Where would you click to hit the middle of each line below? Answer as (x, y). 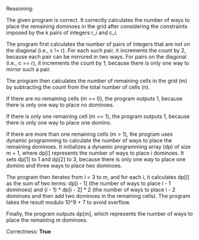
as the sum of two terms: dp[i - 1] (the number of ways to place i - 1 (89, 183)
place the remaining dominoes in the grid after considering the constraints (97, 26)
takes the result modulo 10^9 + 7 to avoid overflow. (68, 202)
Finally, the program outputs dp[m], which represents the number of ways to (99, 214)
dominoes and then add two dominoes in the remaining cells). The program (98, 196)
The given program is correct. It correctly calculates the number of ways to (98, 20)
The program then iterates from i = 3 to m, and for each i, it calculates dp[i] (98, 177)
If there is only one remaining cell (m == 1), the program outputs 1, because (98, 116)
